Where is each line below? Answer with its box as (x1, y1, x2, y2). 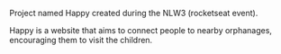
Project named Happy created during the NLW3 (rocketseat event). (9, 8, 258, 18)
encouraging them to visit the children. (9, 35, 153, 45)
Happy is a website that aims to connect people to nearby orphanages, (9, 25, 273, 35)
